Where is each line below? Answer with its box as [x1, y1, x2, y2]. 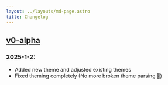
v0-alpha [6, 36, 40, 45]
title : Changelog [6, 14, 49, 20]
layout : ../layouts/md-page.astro [6, 8, 91, 15]
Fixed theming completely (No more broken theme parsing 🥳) [14, 72, 163, 79]
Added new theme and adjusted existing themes [14, 66, 132, 73]
